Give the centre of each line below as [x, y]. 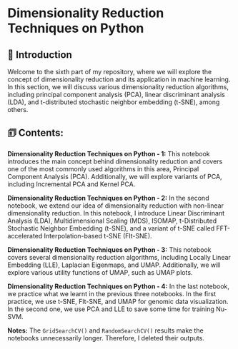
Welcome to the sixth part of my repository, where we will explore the [110, 72]
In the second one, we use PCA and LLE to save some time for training [111, 309]
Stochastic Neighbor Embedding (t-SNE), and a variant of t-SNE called [111, 228]
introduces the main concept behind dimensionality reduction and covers [115, 161]
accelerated [25, 236]
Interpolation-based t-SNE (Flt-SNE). [98, 236]
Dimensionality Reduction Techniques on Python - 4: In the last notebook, [119, 286]
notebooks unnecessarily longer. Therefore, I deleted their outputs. [106, 338]
